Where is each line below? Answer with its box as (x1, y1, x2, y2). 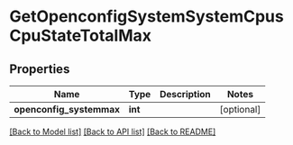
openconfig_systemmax (14, 104, 120, 115)
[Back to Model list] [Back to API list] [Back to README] (9, 126, 216, 137)
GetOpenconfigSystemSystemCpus (9, 6, 284, 27)
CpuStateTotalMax (9, 25, 151, 46)
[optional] (219, 104, 261, 115)
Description (159, 88, 212, 100)
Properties (9, 61, 70, 77)
